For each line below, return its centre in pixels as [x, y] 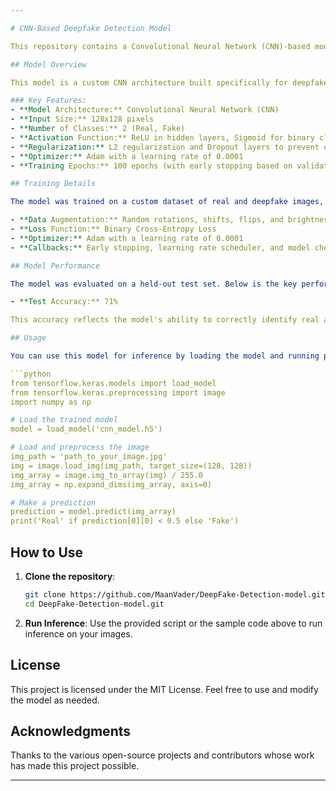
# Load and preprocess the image [80, 447]
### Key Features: [48, 101]
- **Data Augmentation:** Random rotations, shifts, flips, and [147, 220]
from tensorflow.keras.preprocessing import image [118, 392]
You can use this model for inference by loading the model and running [165, 356]
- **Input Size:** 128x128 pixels [82, 119]
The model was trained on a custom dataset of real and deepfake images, [167, 202]
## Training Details [53, 184]
